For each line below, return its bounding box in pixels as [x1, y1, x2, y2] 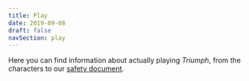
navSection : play [8, 33, 66, 42]
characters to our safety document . [8, 64, 125, 74]
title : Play [8, 11, 48, 20]
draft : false [8, 26, 52, 34]
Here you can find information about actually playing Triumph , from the [8, 56, 241, 65]
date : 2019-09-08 [8, 19, 66, 27]
